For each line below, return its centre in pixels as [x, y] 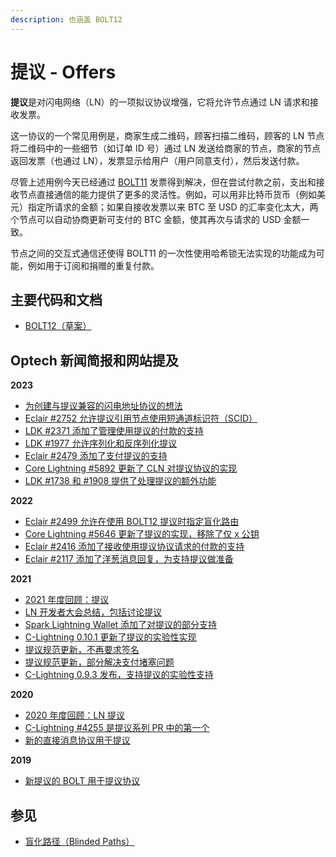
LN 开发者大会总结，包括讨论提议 [93, 612]
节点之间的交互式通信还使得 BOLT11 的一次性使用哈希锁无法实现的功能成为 [163, 253]
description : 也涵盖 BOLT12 [66, 19]
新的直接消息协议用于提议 [77, 740]
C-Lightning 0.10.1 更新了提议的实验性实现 [110, 637]
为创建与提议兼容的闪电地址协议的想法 [103, 406]
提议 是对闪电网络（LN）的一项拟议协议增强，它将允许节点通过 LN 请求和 [160, 102]
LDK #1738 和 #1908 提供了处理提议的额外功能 [120, 481]
